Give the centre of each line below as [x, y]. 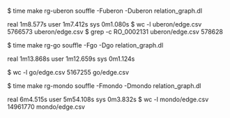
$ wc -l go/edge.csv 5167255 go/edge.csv [68, 72]
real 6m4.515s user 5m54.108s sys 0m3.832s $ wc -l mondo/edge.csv [108, 99]
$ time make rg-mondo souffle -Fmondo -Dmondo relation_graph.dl [104, 86]
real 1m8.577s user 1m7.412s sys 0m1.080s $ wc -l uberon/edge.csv [105, 24]
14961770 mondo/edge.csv [46, 107]
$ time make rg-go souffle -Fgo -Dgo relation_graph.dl [85, 45]
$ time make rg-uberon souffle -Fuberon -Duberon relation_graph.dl [105, 11]
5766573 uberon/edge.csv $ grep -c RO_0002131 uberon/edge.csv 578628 [115, 32]
